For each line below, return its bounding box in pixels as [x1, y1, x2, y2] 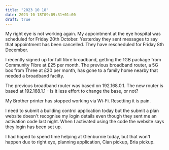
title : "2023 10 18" [5, 7, 49, 13]
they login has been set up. [5, 124, 62, 130]
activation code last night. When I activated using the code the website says [5, 119, 164, 125]
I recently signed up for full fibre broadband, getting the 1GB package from [5, 57, 161, 63]
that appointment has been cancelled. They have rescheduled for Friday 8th [5, 42, 164, 48]
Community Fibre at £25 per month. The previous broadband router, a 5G [5, 62, 158, 68]
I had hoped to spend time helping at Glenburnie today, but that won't [5, 134, 151, 140]
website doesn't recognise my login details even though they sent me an [5, 113, 157, 119]
